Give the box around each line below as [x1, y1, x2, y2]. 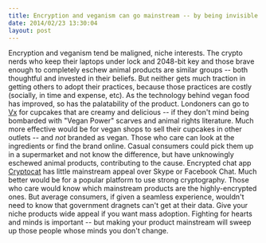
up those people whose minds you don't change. [8, 226, 169, 236]
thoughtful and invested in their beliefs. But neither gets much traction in [8, 73, 246, 84]
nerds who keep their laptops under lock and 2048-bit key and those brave [8, 57, 255, 66]
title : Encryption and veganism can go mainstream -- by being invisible [8, 11, 259, 20]
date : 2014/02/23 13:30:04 [8, 19, 98, 27]
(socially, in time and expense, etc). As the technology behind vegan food [8, 91, 249, 100]
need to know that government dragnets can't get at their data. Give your [8, 201, 248, 210]
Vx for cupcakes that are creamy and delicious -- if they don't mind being [8, 108, 249, 117]
